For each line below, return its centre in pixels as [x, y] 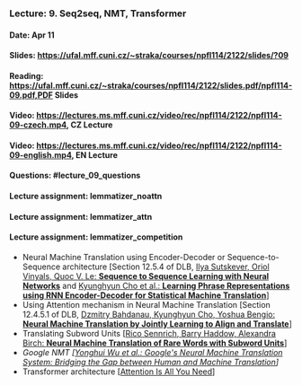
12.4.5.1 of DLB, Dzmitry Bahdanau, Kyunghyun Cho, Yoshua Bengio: [149, 314]
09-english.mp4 [40, 154]
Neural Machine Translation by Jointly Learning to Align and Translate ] [157, 324]
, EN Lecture [95, 154]
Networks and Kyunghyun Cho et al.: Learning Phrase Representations [156, 285]
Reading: [27, 75]
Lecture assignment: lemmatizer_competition [96, 237]
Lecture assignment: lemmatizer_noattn [86, 197]
